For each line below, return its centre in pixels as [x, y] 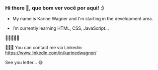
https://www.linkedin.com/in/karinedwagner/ [51, 53]
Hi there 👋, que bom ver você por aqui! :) [55, 8]
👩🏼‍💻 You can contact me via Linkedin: [44, 48]
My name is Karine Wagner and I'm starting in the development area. [82, 19]
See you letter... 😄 [24, 63]
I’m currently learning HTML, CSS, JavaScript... [61, 28]
